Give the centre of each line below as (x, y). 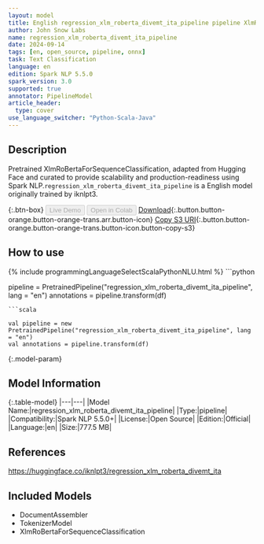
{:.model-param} (35, 358)
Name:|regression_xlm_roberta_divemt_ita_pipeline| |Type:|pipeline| (118, 411)
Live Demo (65, 210)
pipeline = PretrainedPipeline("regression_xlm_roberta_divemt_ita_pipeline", (130, 287)
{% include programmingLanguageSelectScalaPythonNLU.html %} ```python (132, 272)
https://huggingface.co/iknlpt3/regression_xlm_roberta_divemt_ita (115, 471)
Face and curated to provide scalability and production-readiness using (124, 177)
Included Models (50, 496)
